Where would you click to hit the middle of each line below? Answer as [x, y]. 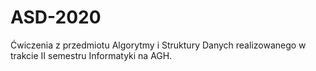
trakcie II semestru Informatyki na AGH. [91, 55]
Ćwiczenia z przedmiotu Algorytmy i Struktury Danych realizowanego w [158, 45]
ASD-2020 [56, 17]
